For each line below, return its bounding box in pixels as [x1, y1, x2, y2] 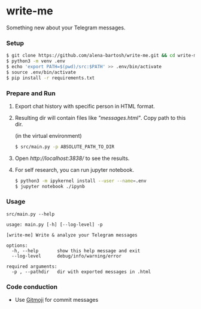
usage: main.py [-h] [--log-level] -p [6, 222, 103, 228]
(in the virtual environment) [14, 132, 82, 139]
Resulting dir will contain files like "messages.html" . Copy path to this [14, 114, 186, 121]
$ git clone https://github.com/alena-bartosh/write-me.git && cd [6, 53, 175, 59]
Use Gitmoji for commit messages [14, 296, 99, 304]
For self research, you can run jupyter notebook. [14, 166, 135, 173]
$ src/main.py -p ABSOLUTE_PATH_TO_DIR [14, 144, 115, 150]
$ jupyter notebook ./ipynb [14, 183, 85, 189]
